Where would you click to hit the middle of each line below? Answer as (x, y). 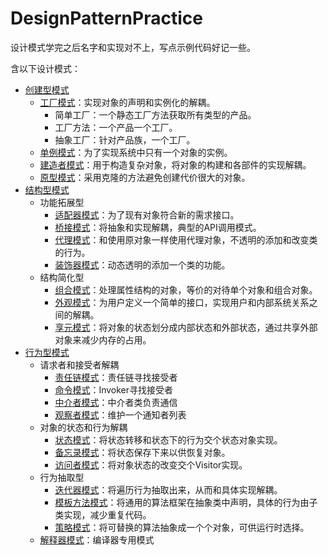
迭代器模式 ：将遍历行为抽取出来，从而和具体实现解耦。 (168, 489)
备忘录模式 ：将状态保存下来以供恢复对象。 (142, 452)
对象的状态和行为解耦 (83, 427)
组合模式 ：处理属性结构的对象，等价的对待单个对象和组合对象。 (186, 289)
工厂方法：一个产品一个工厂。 (116, 127)
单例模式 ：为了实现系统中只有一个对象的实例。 (136, 152)
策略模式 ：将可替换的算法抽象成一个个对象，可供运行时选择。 (182, 527)
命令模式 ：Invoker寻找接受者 (114, 389)
